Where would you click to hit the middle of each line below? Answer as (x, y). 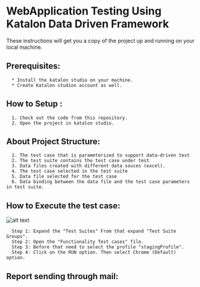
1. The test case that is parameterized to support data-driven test (101, 155)
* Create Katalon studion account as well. (67, 85)
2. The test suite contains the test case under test (80, 161)
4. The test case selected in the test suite (70, 171)
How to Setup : (34, 104)
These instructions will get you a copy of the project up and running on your (100, 40)
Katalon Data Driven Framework (88, 24)
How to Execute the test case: (63, 206)
